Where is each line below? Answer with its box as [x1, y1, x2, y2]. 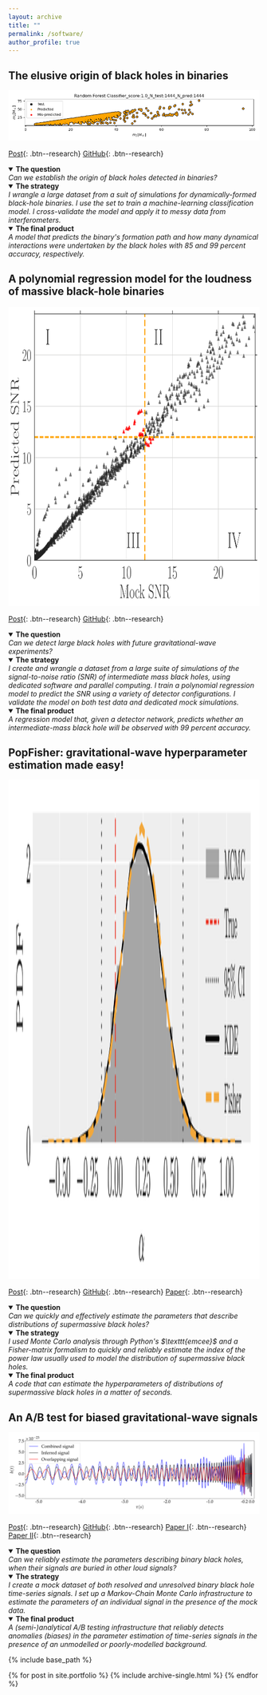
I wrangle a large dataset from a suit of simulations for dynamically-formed [8, 189, 257, 199]
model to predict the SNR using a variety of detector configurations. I [8, 689, 236, 698]
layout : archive [8, 13, 62, 21]
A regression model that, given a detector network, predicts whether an [8, 714, 244, 724]
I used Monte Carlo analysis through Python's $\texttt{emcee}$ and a [8, 1336, 238, 1346]
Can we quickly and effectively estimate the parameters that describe [8, 1311, 238, 1321]
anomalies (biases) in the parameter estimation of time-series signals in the [8, 1630, 257, 1641]
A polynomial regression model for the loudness [8, 272, 253, 286]
